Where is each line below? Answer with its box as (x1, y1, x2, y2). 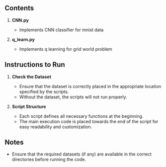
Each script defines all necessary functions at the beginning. (19, 113, 144, 119)
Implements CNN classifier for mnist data (19, 27, 104, 33)
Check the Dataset (11, 74, 52, 80)
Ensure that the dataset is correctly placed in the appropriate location (19, 83, 162, 89)
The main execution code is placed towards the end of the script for (19, 118, 159, 124)
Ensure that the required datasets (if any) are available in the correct (11, 151, 152, 157)
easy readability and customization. (19, 124, 92, 130)
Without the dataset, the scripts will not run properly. (19, 94, 127, 100)
